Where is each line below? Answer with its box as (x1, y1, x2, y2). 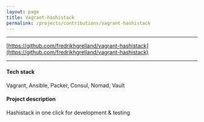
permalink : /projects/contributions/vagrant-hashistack (6, 20, 151, 26)
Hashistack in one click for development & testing (6, 109, 131, 116)
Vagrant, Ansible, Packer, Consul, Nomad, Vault (6, 82, 125, 89)
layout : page (6, 8, 39, 15)
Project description (6, 95, 56, 103)
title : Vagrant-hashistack (6, 14, 75, 21)
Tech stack (6, 68, 35, 75)
